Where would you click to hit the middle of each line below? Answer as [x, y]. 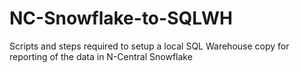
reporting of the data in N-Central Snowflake [101, 56]
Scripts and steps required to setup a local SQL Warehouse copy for [149, 46]
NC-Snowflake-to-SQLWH [121, 18]
